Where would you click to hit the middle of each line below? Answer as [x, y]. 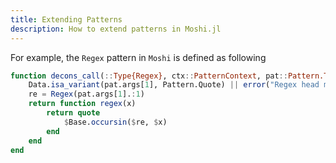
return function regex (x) [82, 104]
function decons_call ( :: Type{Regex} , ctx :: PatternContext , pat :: [149, 76]
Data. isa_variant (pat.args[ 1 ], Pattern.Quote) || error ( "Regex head [174, 85]
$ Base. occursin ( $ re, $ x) [115, 122]
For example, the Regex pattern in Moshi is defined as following [138, 57]
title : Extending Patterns [66, 19]
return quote [73, 113]
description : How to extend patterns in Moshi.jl [116, 29]
